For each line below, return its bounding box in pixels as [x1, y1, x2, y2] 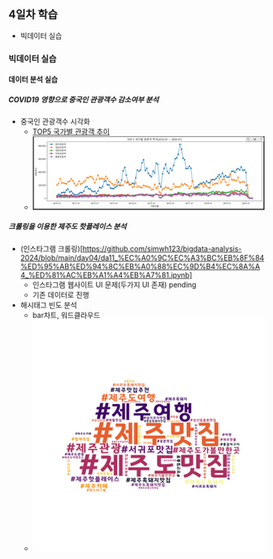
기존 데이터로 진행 [32, 290, 89, 299]
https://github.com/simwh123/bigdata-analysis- [82, 243, 242, 253]
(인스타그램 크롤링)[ [19, 243, 84, 253]
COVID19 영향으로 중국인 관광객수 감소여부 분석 [8, 94, 159, 104]
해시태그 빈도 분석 [19, 299, 77, 310]
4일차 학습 [8, 7, 58, 22]
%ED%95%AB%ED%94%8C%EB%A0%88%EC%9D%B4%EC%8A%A [19, 261, 261, 271]
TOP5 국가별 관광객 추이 [32, 127, 110, 136]
